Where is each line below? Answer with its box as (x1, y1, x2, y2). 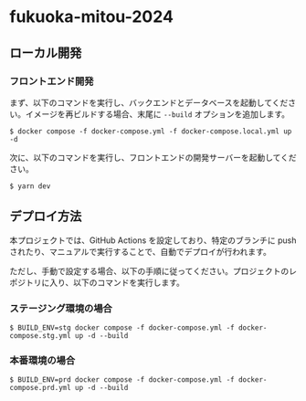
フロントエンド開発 (9, 75, 94, 88)
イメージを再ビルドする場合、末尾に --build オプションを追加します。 (25, 108, 290, 120)
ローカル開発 (9, 45, 82, 60)
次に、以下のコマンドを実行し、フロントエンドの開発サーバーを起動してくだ (9, 152, 297, 163)
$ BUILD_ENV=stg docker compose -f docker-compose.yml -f (9, 322, 235, 332)
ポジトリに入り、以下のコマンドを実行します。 (9, 277, 185, 288)
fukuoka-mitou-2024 (9, 6, 174, 27)
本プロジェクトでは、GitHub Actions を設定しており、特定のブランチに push (9, 235, 297, 246)
